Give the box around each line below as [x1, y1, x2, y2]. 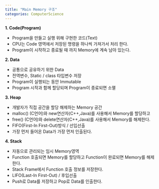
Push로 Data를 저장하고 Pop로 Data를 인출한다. [12, 178, 102, 184]
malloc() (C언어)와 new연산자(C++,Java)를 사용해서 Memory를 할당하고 [12, 110, 151, 116]
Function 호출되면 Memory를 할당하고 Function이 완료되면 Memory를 [12, 154, 146, 160]
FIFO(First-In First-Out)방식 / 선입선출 [12, 122, 86, 128]
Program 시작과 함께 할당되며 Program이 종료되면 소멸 [12, 85, 116, 90]
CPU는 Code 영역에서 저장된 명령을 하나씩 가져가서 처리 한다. [12, 41, 129, 46]
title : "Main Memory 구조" [5, 7, 58, 12]
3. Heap [5, 94, 21, 100]
